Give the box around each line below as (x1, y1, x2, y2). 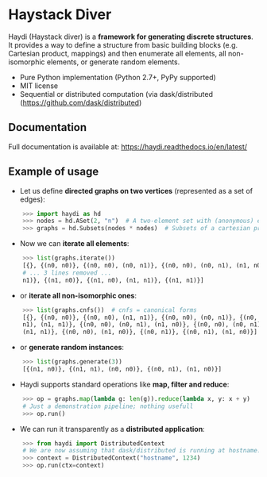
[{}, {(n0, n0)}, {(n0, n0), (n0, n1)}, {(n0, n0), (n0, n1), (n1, (22, 262, 250, 270)
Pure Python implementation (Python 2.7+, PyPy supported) (19, 72, 216, 82)
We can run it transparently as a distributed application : (19, 424, 205, 433)
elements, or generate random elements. (46, 57, 180, 67)
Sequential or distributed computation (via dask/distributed (19, 89, 213, 98)
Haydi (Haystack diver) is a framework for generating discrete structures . (8, 32, 254, 41)
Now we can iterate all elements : (19, 239, 130, 248)
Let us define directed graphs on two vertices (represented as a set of (19, 186, 253, 195)
